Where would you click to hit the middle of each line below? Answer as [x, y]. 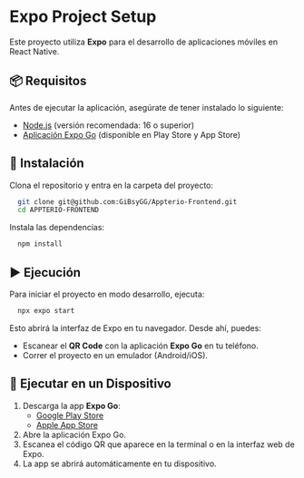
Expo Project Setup [83, 17]
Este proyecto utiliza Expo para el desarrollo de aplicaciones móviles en [144, 42]
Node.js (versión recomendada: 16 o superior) [108, 125]
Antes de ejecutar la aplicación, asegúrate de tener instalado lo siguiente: [147, 107]
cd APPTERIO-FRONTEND [59, 210]
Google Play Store [70, 415]
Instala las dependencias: [57, 228]
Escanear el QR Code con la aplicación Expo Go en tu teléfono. [140, 346]
